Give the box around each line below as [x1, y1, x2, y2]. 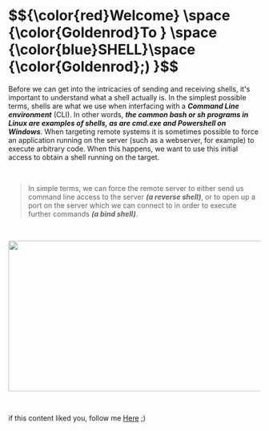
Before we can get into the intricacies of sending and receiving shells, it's [8, 83, 251, 94]
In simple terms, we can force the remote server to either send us [27, 183, 244, 193]
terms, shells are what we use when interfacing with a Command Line [8, 101, 240, 111]
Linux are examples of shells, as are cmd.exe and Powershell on [8, 118, 227, 128]
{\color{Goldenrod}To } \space [8, 23, 218, 42]
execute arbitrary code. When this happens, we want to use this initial [8, 144, 239, 153]
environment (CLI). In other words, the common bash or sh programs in [8, 109, 249, 119]
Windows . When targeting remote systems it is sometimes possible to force [8, 127, 259, 136]
